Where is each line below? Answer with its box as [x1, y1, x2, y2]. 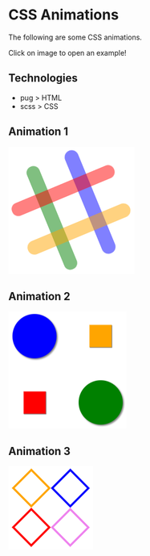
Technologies [8, 71, 79, 86]
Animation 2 [8, 289, 71, 303]
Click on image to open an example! [8, 48, 127, 57]
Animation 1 [8, 125, 69, 139]
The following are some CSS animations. [8, 32, 143, 42]
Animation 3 [8, 444, 71, 458]
